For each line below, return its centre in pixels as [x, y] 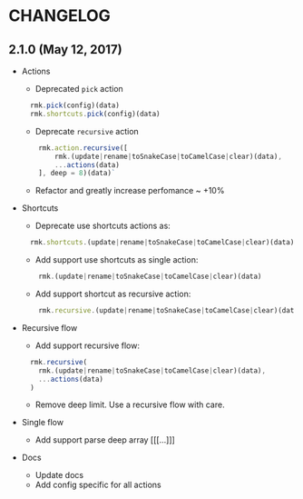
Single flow [43, 423]
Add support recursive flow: [87, 345]
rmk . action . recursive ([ [83, 148]
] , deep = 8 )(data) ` [77, 174]
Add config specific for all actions [98, 485]
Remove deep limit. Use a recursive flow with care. [130, 404]
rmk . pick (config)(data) [75, 105]
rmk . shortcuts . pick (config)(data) [95, 114]
